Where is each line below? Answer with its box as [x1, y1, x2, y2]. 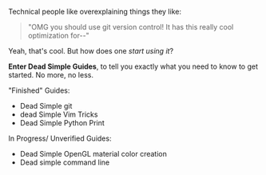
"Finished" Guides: [8, 86, 70, 95]
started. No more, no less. [8, 70, 94, 79]
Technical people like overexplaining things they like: [8, 7, 182, 16]
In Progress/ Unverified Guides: [8, 133, 112, 143]
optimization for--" [27, 31, 89, 40]
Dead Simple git [19, 101, 73, 110]
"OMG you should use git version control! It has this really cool [27, 22, 234, 31]
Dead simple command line [19, 157, 110, 167]
